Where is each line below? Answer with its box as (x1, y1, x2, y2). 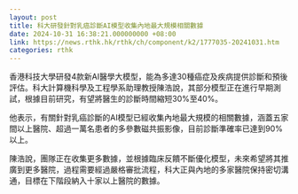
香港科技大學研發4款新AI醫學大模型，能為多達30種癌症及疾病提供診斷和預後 (9, 72, 288, 82)
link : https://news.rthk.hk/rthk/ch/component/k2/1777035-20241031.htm (9, 37, 279, 47)
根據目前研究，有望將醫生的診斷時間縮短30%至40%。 (24, 94, 223, 105)
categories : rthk (9, 46, 74, 55)
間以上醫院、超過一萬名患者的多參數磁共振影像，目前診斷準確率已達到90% (9, 123, 284, 134)
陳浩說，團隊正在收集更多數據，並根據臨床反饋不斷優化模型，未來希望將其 (9, 153, 281, 164)
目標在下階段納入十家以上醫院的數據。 (24, 175, 165, 186)
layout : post (9, 12, 58, 22)
